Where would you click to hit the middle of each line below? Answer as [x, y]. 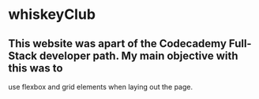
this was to [36, 68]
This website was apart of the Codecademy [118, 44]
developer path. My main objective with [139, 55]
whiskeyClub [52, 15]
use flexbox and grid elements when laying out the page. [101, 87]
